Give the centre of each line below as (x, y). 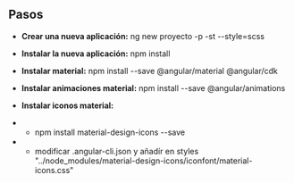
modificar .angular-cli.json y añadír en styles (117, 151)
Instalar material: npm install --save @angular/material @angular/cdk (150, 71)
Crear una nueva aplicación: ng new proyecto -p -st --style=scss (143, 36)
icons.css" (54, 170)
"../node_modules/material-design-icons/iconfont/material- (143, 161)
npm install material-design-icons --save (110, 132)
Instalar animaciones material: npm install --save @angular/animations (153, 87)
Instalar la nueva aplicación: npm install (96, 54)
